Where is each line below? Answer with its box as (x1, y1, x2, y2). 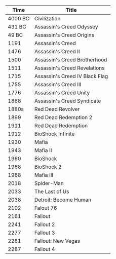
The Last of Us (34, 188, 69, 195)
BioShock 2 (34, 163, 62, 170)
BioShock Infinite (34, 130, 75, 137)
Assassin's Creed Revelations (34, 64, 105, 71)
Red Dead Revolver (34, 106, 80, 113)
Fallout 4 (34, 246, 55, 252)
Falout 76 (34, 205, 57, 211)
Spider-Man (34, 180, 64, 187)
